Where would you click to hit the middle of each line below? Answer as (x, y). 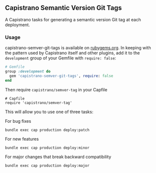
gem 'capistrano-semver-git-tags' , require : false (61, 76)
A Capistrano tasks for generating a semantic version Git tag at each (73, 19)
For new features (22, 139)
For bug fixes (18, 121)
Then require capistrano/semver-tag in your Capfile (56, 89)
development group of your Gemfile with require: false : (61, 58)
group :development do (28, 71)
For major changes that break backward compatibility (58, 157)
